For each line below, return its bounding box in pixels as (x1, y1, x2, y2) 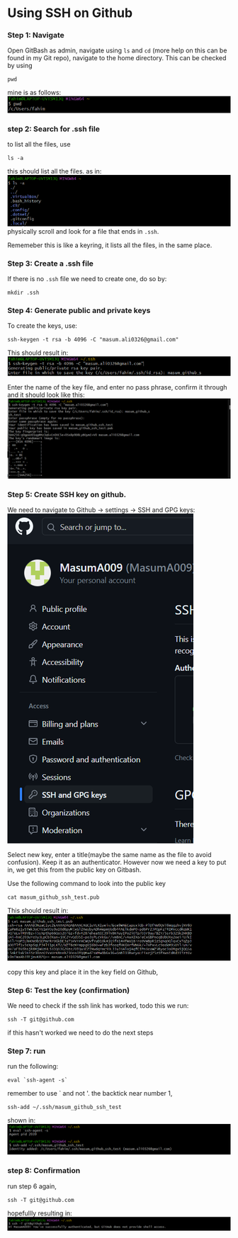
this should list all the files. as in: (7, 167, 102, 176)
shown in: (7, 1116, 36, 1125)
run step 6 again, (7, 1181, 57, 1191)
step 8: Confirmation (7, 1166, 81, 1176)
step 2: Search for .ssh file (7, 124, 101, 134)
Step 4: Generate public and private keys (7, 305, 151, 315)
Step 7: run (7, 1046, 46, 1056)
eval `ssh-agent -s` (7, 1077, 69, 1084)
